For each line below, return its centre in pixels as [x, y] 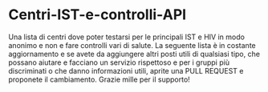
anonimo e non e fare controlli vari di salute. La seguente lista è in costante [132, 45]
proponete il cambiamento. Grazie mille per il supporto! [99, 79]
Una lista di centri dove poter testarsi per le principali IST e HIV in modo [126, 37]
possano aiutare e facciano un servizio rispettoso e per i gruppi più [119, 62]
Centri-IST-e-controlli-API [97, 15]
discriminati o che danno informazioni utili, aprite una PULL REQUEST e [126, 70]
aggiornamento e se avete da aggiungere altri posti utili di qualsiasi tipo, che [134, 54]
